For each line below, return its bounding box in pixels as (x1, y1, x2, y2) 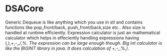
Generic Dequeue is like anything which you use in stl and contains (5, 19, 143, 25)
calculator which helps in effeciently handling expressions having (5, 35, 140, 41)
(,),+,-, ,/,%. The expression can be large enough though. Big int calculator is (5, 40, 163, 46)
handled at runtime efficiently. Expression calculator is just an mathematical (5, 29, 161, 35)
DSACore (5, 3, 44, 14)
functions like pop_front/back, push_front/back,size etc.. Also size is (5, 24, 146, 30)
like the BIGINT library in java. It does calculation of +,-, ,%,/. (5, 45, 129, 51)
